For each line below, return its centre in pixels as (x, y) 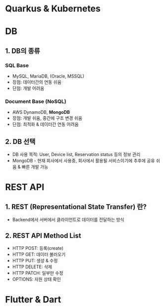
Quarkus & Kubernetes (53, 9)
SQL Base (17, 65)
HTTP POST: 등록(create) (38, 248)
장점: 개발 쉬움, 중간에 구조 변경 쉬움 (47, 118)
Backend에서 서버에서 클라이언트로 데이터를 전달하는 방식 (68, 220)
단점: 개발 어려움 (28, 88)
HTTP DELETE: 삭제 (32, 267)
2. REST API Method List (43, 236)
